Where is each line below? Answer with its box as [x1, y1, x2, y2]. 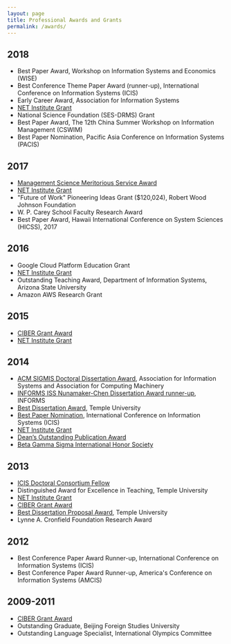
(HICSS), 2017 [17, 222, 57, 231]
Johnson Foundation [17, 201, 76, 209]
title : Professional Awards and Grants [7, 17, 122, 23]
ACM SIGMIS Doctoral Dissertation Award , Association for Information [17, 375, 216, 383]
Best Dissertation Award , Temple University [17, 404, 141, 412]
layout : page [7, 10, 45, 17]
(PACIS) [17, 140, 40, 149]
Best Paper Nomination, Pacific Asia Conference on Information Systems [17, 133, 225, 142]
